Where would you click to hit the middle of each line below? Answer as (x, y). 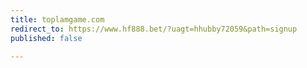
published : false (46, 38)
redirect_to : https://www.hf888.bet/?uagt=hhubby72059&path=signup (154, 29)
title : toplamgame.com (57, 19)
